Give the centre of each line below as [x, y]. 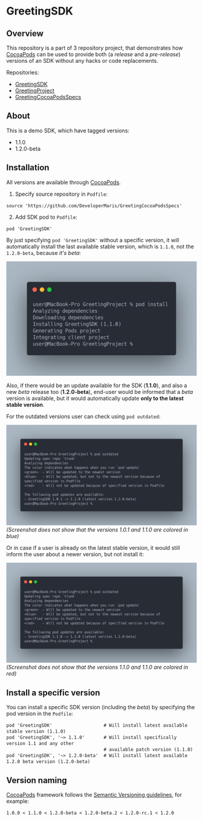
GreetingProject [34, 91]
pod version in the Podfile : [40, 713]
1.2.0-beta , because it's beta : [44, 253]
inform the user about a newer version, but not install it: [75, 554]
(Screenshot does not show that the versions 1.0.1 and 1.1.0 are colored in [97, 529]
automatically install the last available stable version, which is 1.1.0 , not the [100, 246]
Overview [25, 34]
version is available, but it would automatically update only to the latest [95, 398]
